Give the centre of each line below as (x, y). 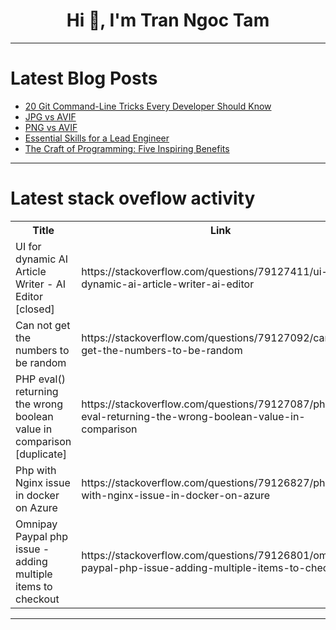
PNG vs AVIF (51, 127)
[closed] (35, 309)
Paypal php (42, 536)
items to (34, 586)
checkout (37, 599)
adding (31, 561)
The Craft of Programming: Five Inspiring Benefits (127, 148)
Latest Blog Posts (84, 78)
